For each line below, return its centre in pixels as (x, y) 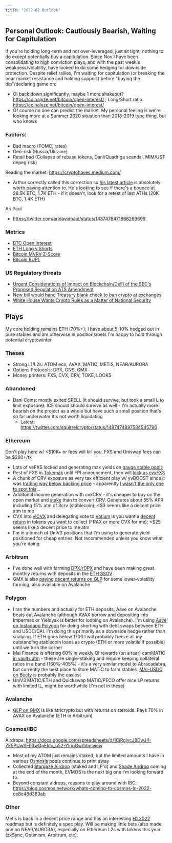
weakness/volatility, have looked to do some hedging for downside (76, 68)
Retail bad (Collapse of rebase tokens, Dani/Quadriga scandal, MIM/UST (89, 157)
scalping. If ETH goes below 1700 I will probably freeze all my (77, 636)
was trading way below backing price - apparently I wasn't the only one (88, 483)
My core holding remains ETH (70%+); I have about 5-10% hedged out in (82, 329)
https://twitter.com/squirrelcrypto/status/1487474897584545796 (89, 427)
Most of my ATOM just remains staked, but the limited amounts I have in (89, 756)
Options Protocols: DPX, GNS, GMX (50, 370)
